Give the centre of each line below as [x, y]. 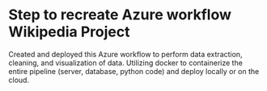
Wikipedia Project [69, 32]
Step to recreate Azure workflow [120, 15]
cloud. [19, 80]
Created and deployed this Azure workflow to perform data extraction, [125, 54]
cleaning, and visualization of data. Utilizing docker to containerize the [125, 63]
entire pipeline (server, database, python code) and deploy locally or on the [134, 71]
